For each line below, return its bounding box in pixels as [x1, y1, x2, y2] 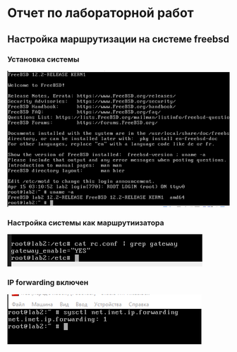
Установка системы [7, 54, 80, 64]
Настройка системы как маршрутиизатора [7, 218, 164, 228]
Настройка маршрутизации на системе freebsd [7, 33, 229, 45]
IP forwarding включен [7, 278, 89, 288]
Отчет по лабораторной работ [7, 5, 194, 21]
